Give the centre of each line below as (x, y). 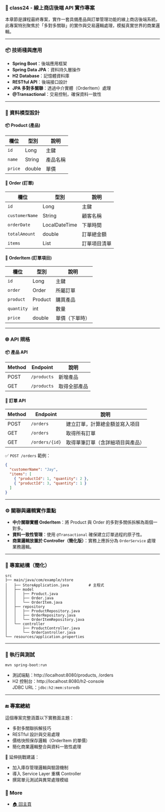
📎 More (14, 793)
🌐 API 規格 (18, 339)
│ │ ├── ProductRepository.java (42, 611)
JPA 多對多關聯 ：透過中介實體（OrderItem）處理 (62, 88)
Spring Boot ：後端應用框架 (40, 63)
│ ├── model (20, 590)
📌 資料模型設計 (23, 112)
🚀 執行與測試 (20, 655)
